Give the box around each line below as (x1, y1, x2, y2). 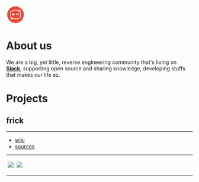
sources (14, 142, 35, 149)
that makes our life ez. (6, 71, 60, 78)
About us (6, 39, 52, 53)
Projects (6, 92, 49, 105)
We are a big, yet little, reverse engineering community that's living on (6, 58, 177, 66)
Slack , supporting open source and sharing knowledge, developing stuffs (6, 64, 185, 72)
